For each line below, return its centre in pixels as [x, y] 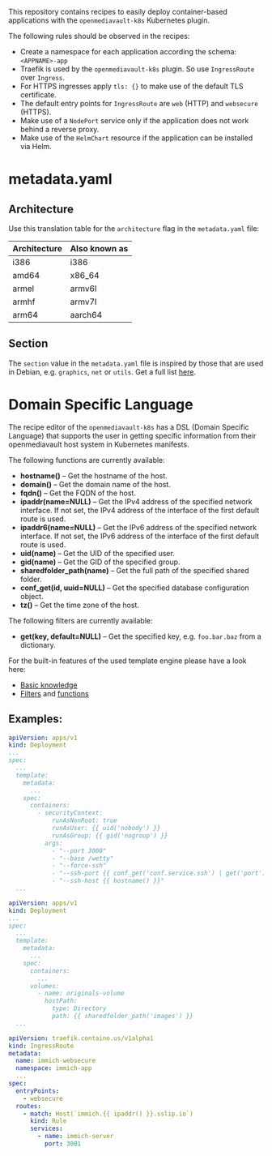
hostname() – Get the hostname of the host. [93, 475]
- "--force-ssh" [79, 866]
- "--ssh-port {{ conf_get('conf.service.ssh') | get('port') [159, 873]
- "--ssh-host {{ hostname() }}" [108, 881]
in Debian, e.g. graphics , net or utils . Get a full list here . [102, 371]
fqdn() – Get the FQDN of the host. [78, 493]
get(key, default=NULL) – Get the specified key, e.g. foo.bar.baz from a [140, 636]
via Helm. [36, 146]
